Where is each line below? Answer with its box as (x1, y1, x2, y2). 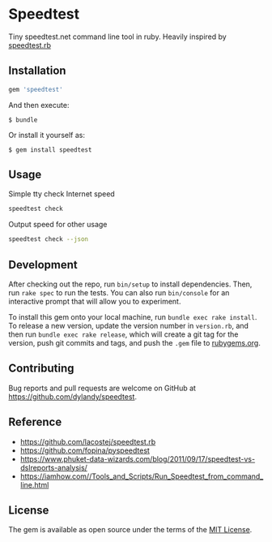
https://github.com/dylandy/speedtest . (8, 391, 138, 402)
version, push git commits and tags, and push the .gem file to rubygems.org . (8, 338, 261, 347)
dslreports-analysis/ (19, 462, 87, 472)
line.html (19, 480, 49, 489)
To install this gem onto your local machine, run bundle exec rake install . (8, 312, 257, 321)
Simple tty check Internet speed (8, 189, 115, 199)
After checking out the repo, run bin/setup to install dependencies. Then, (8, 279, 253, 289)
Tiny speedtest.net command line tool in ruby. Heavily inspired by (8, 32, 227, 41)
